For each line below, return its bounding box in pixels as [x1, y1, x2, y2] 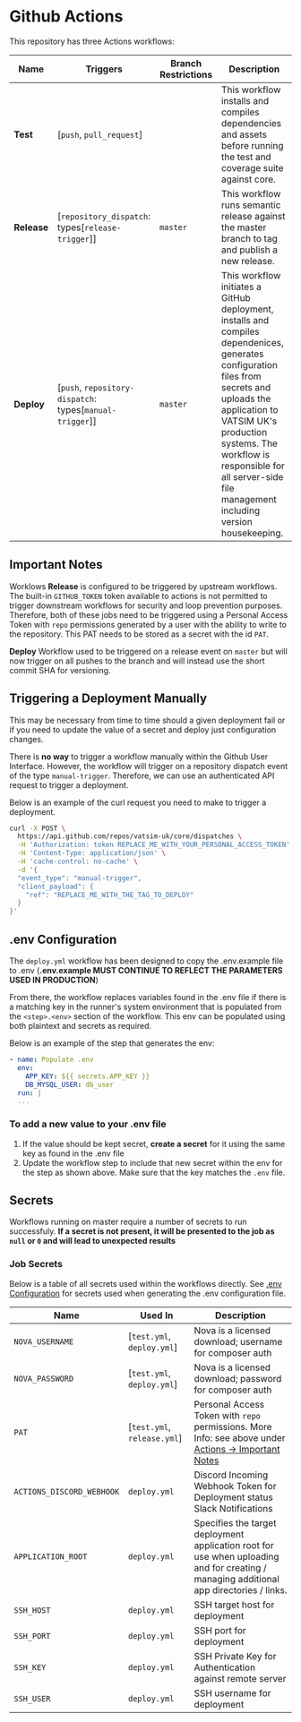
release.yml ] [128, 1431, 183, 1444]
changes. [9, 733, 44, 744]
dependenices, [220, 336, 284, 348]
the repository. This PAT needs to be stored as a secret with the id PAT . [9, 629, 270, 639]
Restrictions [159, 68, 213, 81]
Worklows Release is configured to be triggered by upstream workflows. [9, 580, 278, 592]
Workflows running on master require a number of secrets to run [9, 1216, 248, 1228]
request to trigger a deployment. [9, 779, 129, 790]
